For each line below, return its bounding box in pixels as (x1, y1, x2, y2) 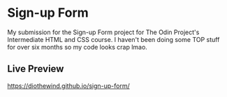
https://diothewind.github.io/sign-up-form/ (7, 82, 131, 90)
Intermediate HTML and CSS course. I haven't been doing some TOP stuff (7, 35, 220, 43)
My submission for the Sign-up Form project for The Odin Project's (7, 28, 200, 36)
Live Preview (7, 63, 64, 75)
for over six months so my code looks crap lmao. (7, 43, 148, 51)
